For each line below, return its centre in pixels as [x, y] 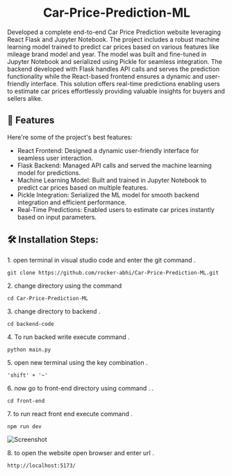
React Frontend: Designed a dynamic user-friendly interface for [108, 150]
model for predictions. [49, 172]
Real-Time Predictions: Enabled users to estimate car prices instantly [116, 209]
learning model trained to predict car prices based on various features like [113, 47]
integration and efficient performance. [72, 202]
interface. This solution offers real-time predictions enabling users [125, 83]
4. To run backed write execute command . [68, 337]
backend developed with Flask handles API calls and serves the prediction [114, 69]
